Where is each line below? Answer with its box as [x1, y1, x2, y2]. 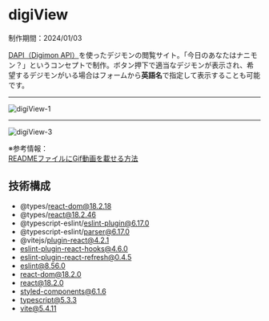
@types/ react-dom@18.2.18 [19, 201, 112, 210]
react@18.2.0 [19, 278, 64, 287]
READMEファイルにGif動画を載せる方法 [8, 153, 139, 163]
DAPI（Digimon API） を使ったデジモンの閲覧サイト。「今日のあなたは [8, 50, 237, 59]
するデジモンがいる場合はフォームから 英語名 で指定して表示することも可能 [14, 70, 261, 79]
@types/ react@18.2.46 [19, 209, 96, 219]
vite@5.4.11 [19, 303, 57, 313]
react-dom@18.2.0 [19, 269, 82, 278]
